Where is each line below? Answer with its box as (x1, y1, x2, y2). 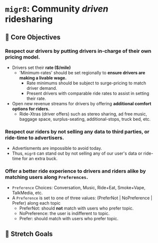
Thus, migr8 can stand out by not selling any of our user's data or (12, 150, 142, 156)
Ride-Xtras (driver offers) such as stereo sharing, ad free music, (19, 111, 147, 117)
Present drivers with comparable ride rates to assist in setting (26, 90, 149, 96)
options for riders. (12, 106, 50, 112)
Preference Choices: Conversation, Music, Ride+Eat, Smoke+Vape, (12, 185, 145, 191)
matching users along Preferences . (5, 174, 88, 180)
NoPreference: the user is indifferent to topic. (19, 211, 110, 216)
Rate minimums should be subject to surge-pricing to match (26, 80, 146, 86)
